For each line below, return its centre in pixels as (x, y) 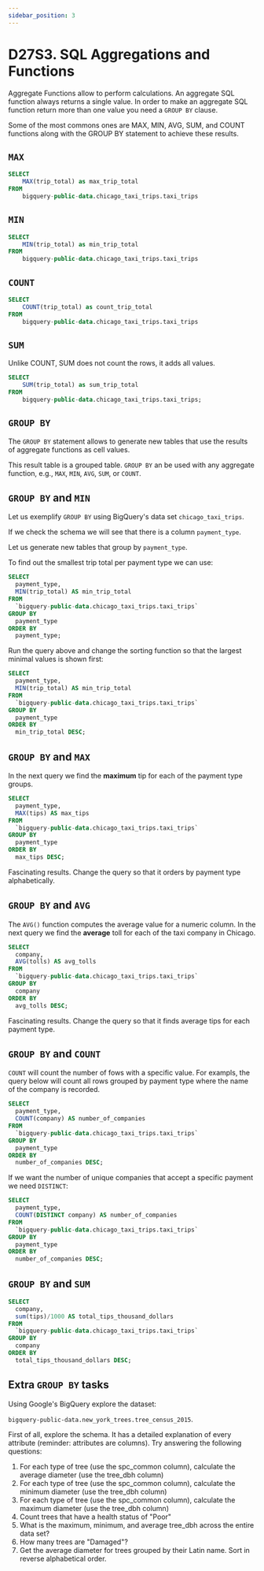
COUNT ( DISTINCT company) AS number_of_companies (96, 1215)
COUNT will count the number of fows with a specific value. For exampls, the (129, 1073)
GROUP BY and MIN (49, 498)
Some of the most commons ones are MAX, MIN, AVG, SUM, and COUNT (126, 125)
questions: (25, 1451)
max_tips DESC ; (40, 857)
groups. (21, 784)
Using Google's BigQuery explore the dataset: (82, 1404)
